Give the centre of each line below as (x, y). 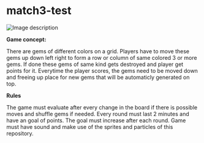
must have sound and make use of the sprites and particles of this (90, 127)
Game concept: (26, 39)
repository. (20, 133)
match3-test (39, 11)
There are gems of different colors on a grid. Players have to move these (98, 51)
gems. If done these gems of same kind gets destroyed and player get (95, 64)
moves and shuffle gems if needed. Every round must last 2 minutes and (98, 114)
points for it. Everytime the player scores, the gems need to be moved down (102, 70)
